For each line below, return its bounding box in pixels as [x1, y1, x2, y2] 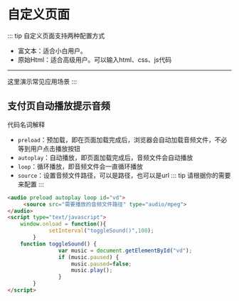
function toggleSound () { [20, 240, 97, 248]
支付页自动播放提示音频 [7, 100, 110, 112]
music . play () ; [70, 267, 113, 274]
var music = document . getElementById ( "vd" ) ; [58, 247, 193, 254]
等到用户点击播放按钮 [17, 144, 80, 153]
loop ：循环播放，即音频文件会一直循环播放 [17, 162, 144, 171]
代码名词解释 [7, 120, 45, 129]
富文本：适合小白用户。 [17, 46, 87, 55]
